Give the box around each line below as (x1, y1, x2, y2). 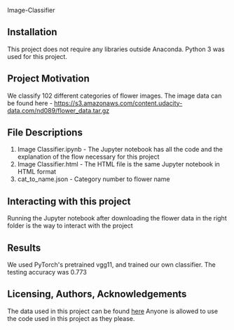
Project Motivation (7, 73, 90, 85)
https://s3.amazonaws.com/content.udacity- (53, 98, 183, 107)
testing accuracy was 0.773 (7, 268, 88, 277)
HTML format (17, 168, 57, 176)
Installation (7, 26, 57, 38)
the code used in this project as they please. (7, 314, 135, 322)
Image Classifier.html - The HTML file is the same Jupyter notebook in (17, 160, 221, 169)
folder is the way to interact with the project (7, 221, 133, 230)
